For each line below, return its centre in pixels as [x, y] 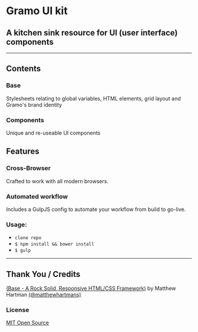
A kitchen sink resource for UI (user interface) [92, 33]
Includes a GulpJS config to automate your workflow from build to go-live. [96, 209]
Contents [24, 69]
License [18, 310]
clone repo [28, 238]
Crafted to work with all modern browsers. [57, 181]
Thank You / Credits [43, 274]
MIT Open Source [27, 323]
